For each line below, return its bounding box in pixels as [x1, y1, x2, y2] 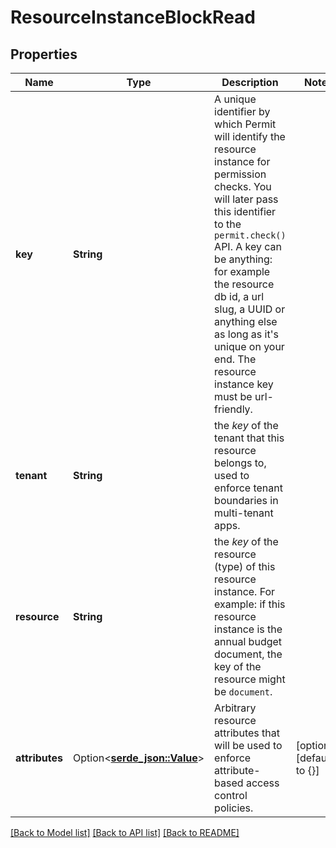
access [245, 776, 280, 790]
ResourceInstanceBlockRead [10, 6, 256, 29]
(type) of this [214, 560, 276, 573]
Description [221, 76, 279, 89]
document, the [214, 647, 283, 661]
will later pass [214, 192, 279, 206]
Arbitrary [214, 701, 257, 715]
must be [214, 390, 253, 403]
